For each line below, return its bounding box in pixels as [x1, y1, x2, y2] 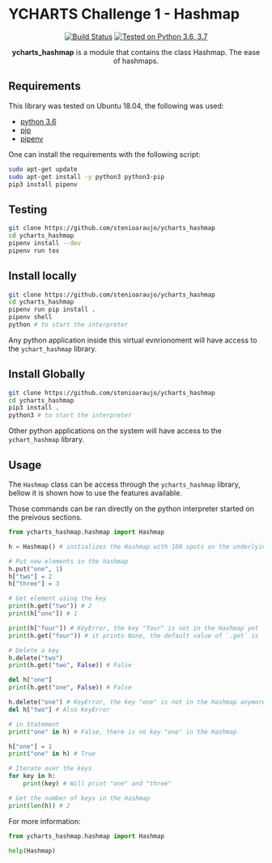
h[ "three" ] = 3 [8, 580, 60, 588]
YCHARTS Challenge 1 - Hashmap [8, 5, 240, 23]
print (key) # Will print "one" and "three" [23, 780, 172, 788]
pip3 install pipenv [8, 180, 79, 189]
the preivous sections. [8, 512, 83, 522]
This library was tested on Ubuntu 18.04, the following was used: [8, 100, 224, 110]
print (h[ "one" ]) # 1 [8, 610, 79, 618]
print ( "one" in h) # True [8, 750, 96, 758]
